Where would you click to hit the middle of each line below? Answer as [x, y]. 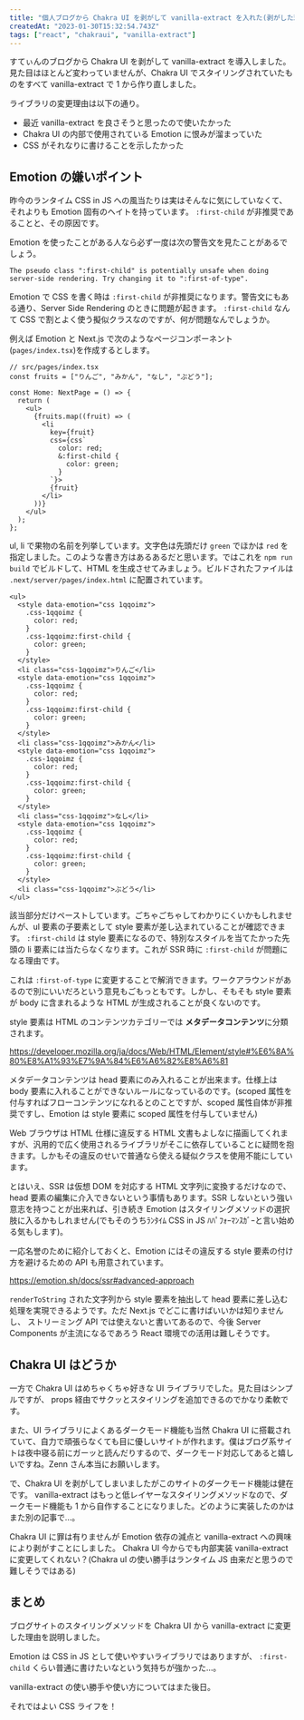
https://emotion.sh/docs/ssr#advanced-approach [102, 1281]
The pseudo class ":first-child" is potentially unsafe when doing [139, 271]
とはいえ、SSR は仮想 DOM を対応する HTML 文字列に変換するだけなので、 [150, 1187]
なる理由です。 [37, 961]
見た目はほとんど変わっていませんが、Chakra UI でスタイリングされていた [147, 73]
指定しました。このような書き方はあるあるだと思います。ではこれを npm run [151, 557]
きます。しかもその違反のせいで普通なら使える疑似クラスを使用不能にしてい [151, 1156]
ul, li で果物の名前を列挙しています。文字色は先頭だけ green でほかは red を [149, 546]
